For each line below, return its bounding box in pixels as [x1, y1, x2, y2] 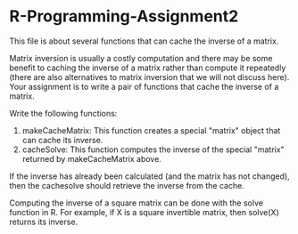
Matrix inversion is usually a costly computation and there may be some [9, 52, 273, 63]
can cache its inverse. [21, 134, 103, 145]
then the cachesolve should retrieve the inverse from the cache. [9, 180, 245, 190]
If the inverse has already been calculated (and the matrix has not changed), [9, 171, 290, 182]
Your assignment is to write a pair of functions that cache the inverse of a [9, 81, 279, 92]
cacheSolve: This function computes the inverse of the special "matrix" [21, 144, 285, 155]
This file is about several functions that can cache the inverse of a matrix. [9, 36, 279, 46]
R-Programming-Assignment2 [9, 6, 239, 27]
